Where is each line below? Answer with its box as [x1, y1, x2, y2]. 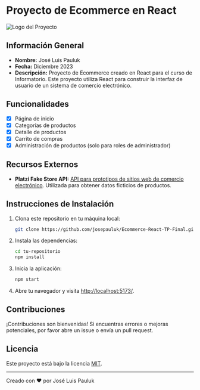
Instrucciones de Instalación [6, 199, 114, 209]
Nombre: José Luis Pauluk [14, 56, 80, 63]
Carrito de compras [14, 135, 63, 142]
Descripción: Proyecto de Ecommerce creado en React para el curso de [14, 69, 192, 76]
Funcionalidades [6, 99, 70, 109]
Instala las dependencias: [14, 237, 77, 244]
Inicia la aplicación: [14, 265, 62, 272]
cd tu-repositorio [14, 249, 61, 255]
